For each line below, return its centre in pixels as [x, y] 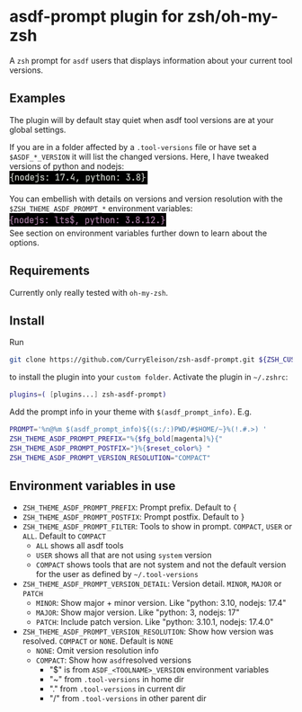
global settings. [38, 129]
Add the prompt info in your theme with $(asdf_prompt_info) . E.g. [131, 412]
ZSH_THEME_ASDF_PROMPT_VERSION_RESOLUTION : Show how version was [148, 632]
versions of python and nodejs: [67, 166]
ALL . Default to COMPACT [64, 536]
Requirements [49, 271]
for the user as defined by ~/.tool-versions [117, 574]
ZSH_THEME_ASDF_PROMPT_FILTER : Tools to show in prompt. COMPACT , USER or [157, 527]
